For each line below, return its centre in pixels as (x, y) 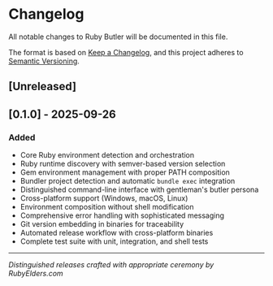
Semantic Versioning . (44, 61)
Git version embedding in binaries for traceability (102, 224)
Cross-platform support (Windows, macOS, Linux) (104, 198)
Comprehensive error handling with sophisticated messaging (122, 215)
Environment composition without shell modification (107, 207)
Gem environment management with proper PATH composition (125, 172)
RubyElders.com (36, 274)
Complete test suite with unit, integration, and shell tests (114, 241)
